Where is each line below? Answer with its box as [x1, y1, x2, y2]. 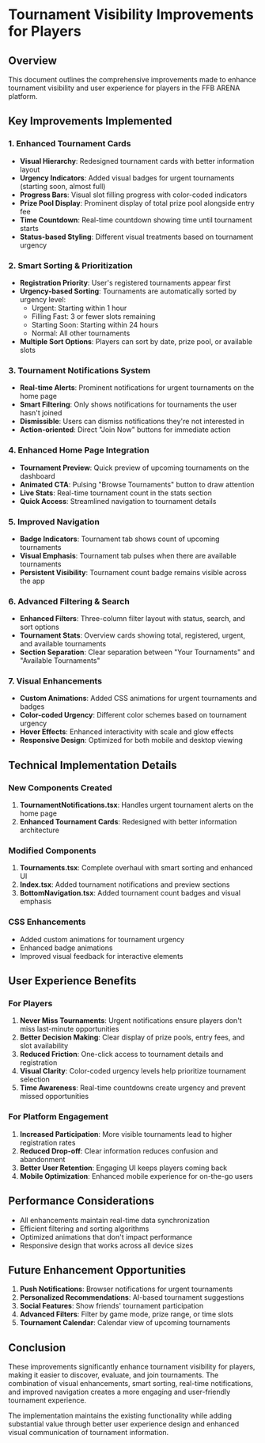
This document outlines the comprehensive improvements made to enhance [8, 75, 257, 84]
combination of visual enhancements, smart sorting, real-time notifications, [8, 1379, 253, 1388]
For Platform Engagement [8, 1112, 109, 1123]
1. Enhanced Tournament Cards [8, 138, 131, 150]
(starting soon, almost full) [19, 181, 106, 191]
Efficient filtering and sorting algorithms [19, 1224, 150, 1233]
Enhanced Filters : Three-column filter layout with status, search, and [19, 614, 245, 623]
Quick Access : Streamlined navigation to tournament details [19, 496, 217, 506]
